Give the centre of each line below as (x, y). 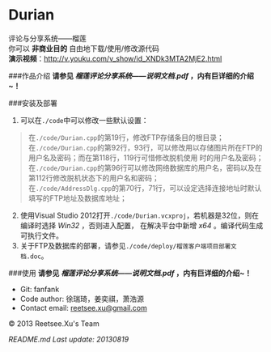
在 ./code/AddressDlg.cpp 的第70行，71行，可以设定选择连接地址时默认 (145, 188)
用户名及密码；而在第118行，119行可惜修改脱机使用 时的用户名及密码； (146, 157)
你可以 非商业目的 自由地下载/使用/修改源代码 (84, 48)
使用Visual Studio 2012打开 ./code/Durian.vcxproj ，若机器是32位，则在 (139, 215)
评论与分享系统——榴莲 (47, 38)
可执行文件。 (41, 235)
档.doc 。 (34, 256)
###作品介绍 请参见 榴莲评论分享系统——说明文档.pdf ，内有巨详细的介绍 (131, 75)
